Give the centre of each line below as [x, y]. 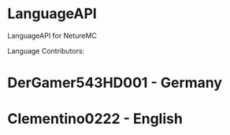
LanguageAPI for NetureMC [52, 36]
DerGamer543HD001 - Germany [115, 83]
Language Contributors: [46, 51]
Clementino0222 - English [95, 119]
